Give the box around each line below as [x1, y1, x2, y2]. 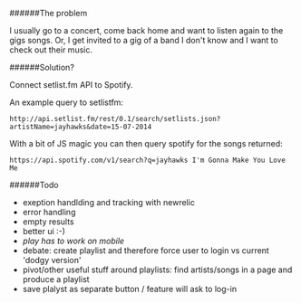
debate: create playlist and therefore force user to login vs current [22, 245, 269, 256]
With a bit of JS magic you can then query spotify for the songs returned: [9, 138, 283, 148]
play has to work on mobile [22, 235, 125, 246]
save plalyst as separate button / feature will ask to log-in [22, 284, 238, 294]
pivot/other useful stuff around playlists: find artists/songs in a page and [22, 264, 293, 275]
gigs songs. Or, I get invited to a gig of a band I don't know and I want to [9, 35, 278, 45]
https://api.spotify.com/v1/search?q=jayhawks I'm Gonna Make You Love [9, 156, 286, 165]
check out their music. [9, 44, 93, 55]
